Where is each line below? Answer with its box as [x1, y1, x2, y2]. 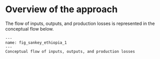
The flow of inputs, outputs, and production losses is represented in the [5, 20, 155, 26]
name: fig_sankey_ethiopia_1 [5, 40, 67, 45]
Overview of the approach [5, 4, 118, 15]
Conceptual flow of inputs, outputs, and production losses [5, 49, 136, 54]
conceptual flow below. [5, 25, 54, 32]
